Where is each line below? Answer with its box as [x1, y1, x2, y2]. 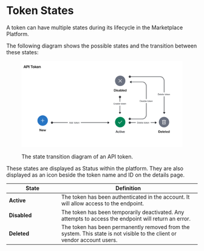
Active [8, 196, 26, 204]
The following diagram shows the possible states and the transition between [6, 42, 197, 49]
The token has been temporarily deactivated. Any [61, 208, 185, 216]
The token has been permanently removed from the [61, 223, 190, 230]
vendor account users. [61, 236, 118, 244]
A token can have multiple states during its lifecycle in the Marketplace [6, 24, 183, 31]
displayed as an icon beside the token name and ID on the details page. [6, 171, 185, 179]
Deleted [8, 230, 29, 237]
